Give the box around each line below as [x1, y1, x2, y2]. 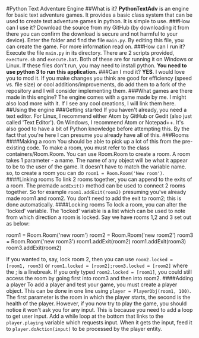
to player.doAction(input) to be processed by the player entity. [6, 326, 162, 332]
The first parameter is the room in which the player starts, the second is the [6, 294, 191, 301]
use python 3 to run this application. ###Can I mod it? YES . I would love [6, 68, 185, 75]
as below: [6, 220, 30, 227]
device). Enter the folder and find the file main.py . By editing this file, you [6, 37, 184, 43]
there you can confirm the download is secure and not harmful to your [6, 30, 178, 37]
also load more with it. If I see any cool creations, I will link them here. [6, 100, 176, 107]
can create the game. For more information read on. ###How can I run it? [6, 43, 185, 50]
